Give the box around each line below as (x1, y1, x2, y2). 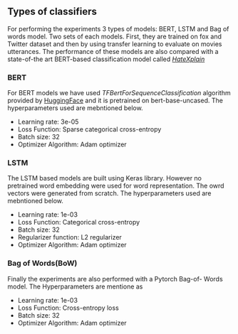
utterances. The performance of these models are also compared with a (7, 47, 219, 55)
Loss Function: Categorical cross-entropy (17, 218, 140, 227)
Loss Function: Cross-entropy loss (17, 303, 119, 312)
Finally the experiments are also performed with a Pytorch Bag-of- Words (7, 274, 223, 283)
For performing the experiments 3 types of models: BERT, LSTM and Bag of (7, 24, 229, 33)
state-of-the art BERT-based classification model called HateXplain (7, 55, 205, 63)
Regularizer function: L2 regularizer (17, 233, 123, 242)
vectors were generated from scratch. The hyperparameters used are (7, 189, 212, 198)
